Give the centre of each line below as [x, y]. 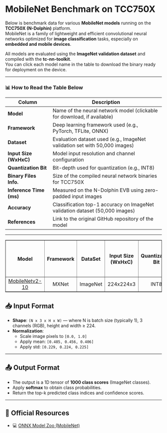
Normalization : [28, 331]
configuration [68, 160]
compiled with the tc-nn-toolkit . [38, 59]
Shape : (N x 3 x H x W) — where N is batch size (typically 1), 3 [77, 321]
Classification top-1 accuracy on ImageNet [103, 205]
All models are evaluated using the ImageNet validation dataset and [75, 54]
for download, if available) [83, 117]
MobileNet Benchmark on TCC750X [80, 9]
